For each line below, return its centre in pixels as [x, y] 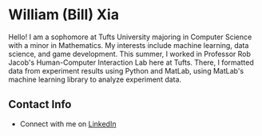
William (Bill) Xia [64, 15]
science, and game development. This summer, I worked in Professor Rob [130, 54]
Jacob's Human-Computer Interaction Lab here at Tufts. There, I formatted [131, 62]
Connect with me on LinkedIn [68, 124]
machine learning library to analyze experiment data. [95, 79]
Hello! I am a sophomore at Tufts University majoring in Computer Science [130, 37]
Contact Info [40, 104]
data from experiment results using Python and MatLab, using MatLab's [126, 70]
